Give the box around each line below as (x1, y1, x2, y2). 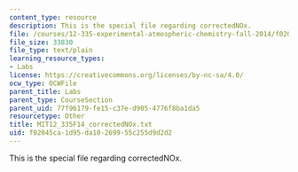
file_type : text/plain (9, 46, 93, 55)
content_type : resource (9, 12, 98, 22)
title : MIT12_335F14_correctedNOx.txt (9, 121, 153, 129)
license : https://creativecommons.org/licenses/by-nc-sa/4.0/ (9, 71, 244, 80)
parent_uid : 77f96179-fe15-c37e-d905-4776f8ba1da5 (9, 104, 200, 113)
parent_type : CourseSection (9, 95, 114, 105)
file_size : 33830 (9, 37, 74, 47)
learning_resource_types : (9, 54, 105, 63)
